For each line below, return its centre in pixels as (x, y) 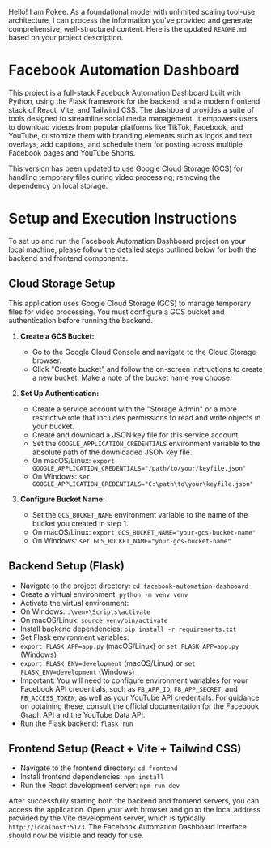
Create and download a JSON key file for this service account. (136, 435)
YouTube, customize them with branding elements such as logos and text (130, 135)
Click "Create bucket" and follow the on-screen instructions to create (147, 369)
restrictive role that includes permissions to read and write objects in (146, 417)
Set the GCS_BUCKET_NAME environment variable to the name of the (140, 514)
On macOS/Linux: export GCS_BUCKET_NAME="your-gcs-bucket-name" (144, 532)
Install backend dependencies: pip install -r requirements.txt (128, 629)
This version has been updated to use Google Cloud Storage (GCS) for (126, 168)
